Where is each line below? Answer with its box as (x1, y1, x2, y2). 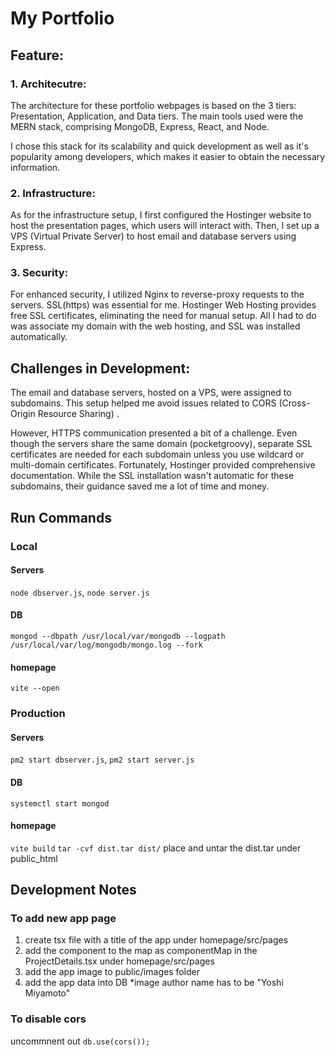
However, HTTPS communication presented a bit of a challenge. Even (10, 427, 298, 439)
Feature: (10, 47, 64, 64)
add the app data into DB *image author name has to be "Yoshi (24, 977, 284, 989)
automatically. (10, 331, 68, 343)
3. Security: (10, 266, 69, 280)
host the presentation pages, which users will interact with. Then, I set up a (10, 220, 320, 232)
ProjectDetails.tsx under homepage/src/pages (24, 955, 215, 967)
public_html (10, 852, 58, 864)
